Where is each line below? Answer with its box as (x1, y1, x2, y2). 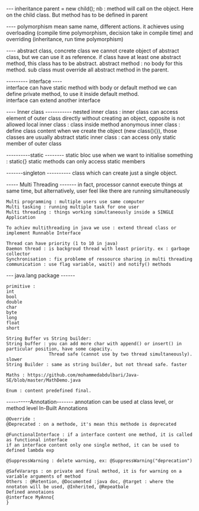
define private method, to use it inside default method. (6, 91, 140, 97)
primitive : (6, 283, 36, 289)
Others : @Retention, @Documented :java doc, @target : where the (6, 479, 174, 485)
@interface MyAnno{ (6, 494, 55, 500)
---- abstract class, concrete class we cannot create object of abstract (6, 47, 179, 54)
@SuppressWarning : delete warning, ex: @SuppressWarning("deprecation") (6, 458, 193, 464)
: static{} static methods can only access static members (6, 158, 146, 165)
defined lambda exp (6, 447, 55, 453)
